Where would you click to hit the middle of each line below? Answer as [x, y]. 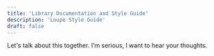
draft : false [26, 26]
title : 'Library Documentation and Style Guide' [78, 13]
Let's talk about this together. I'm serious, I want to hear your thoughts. [107, 46]
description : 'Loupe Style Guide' [57, 20]
